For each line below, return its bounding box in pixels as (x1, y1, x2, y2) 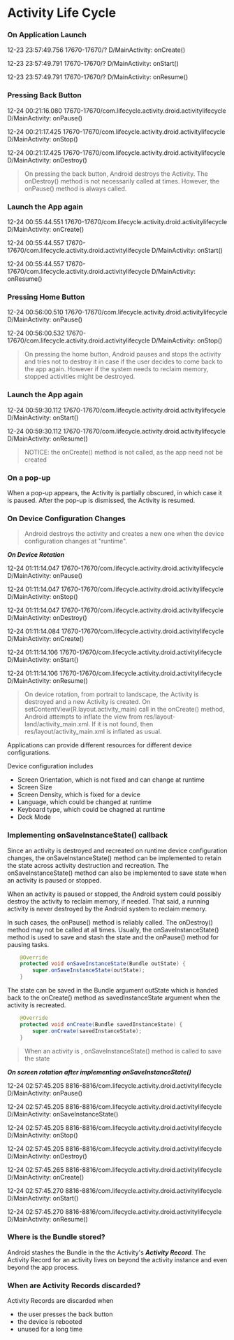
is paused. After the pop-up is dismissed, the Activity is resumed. (7, 496, 196, 504)
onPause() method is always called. (24, 184, 127, 193)
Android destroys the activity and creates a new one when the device (24, 530, 225, 538)
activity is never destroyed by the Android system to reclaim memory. (7, 904, 207, 913)
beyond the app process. (7, 1263, 80, 1271)
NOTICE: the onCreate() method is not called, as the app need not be (24, 448, 224, 456)
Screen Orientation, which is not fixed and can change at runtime (17, 775, 205, 784)
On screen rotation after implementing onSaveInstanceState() (7, 1068, 192, 1076)
